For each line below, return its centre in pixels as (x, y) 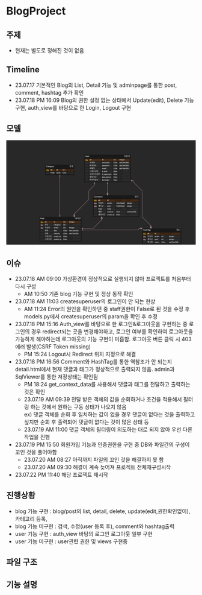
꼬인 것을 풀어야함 (36, 452)
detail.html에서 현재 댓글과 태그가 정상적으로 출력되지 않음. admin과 (95, 370)
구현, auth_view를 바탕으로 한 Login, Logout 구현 (73, 107)
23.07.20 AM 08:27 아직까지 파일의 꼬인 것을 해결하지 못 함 (94, 460)
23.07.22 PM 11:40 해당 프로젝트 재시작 (61, 475)
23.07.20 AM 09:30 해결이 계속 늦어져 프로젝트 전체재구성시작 (97, 467)
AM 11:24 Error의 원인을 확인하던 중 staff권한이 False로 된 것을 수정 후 (107, 309)
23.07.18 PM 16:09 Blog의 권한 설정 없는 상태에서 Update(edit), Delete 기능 (104, 100)
